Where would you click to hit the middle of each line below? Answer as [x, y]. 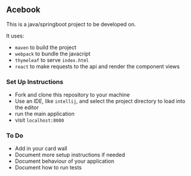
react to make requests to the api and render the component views [97, 66]
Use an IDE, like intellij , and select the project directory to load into [100, 101]
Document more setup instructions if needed [70, 155]
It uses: [15, 36]
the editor [27, 107]
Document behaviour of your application [64, 161]
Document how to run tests [48, 168]
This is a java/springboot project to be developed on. [71, 24]
